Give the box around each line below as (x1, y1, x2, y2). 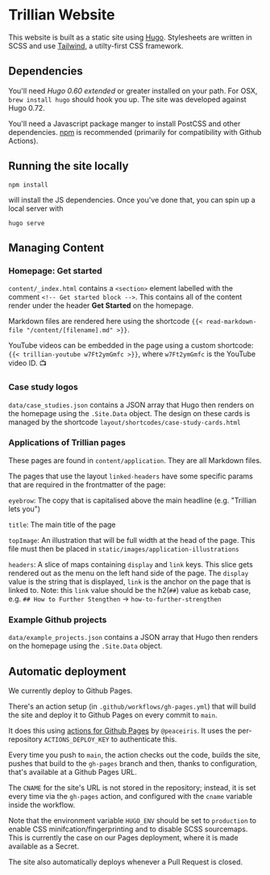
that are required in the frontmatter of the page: (8, 479, 166, 490)
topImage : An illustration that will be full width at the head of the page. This (8, 535, 255, 545)
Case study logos (8, 381, 78, 393)
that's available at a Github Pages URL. (8, 767, 137, 776)
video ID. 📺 (8, 358, 47, 368)
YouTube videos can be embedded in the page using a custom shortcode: (8, 341, 254, 351)
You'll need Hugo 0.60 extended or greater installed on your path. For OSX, (8, 86, 258, 95)
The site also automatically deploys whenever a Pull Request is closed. (8, 856, 243, 866)
